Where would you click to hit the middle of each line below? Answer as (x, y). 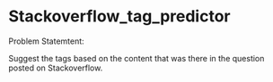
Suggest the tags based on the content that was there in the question (136, 58)
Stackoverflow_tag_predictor (119, 16)
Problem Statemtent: (46, 41)
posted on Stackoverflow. (56, 68)
